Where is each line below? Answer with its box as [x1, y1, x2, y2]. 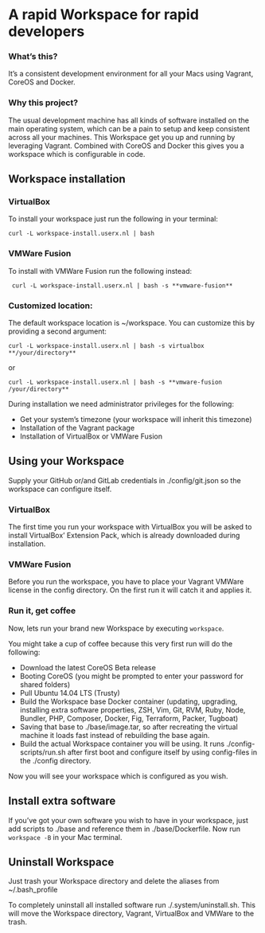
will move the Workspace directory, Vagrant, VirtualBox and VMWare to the [8, 909, 255, 919]
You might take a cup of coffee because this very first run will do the [8, 638, 233, 648]
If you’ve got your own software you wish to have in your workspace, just [8, 815, 249, 825]
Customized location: [8, 300, 93, 311]
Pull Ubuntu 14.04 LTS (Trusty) [19, 688, 121, 697]
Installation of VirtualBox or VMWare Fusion [19, 431, 163, 441]
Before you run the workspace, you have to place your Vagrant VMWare [8, 577, 244, 587]
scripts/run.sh [19, 747, 66, 757]
